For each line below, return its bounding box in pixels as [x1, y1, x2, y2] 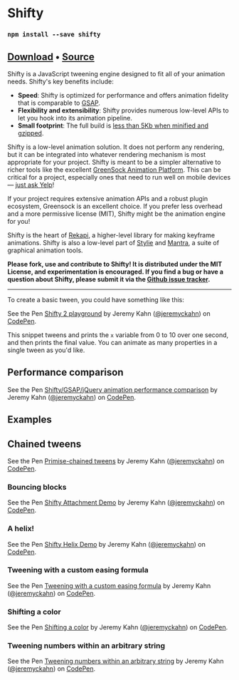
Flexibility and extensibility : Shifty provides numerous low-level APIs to [17, 105, 229, 115]
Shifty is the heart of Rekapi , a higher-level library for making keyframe [7, 230, 216, 239]
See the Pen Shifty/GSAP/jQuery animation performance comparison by [7, 385, 218, 393]
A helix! [7, 524, 34, 534]
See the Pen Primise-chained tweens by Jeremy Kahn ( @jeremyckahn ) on [7, 456, 225, 465]
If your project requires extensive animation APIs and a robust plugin [7, 194, 208, 202]
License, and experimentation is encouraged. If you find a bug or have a [7, 267, 224, 276]
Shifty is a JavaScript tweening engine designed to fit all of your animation [7, 69, 225, 78]
